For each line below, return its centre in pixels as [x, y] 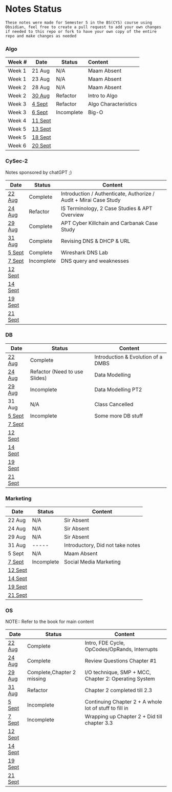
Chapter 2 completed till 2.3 [119, 691]
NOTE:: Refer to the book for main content [50, 622]
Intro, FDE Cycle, [105, 643]
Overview [72, 215]
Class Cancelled [114, 404]
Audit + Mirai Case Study [91, 200]
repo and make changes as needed [41, 36]
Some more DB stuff [119, 415]
